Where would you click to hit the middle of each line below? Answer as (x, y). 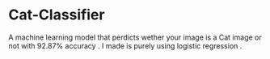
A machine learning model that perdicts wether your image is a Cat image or (135, 37)
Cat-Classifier (57, 15)
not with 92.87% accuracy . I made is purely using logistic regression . (125, 45)
